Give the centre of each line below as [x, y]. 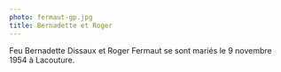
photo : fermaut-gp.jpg [51, 17]
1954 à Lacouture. [42, 60]
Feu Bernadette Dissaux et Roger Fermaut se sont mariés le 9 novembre [140, 50]
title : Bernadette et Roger [61, 25]
